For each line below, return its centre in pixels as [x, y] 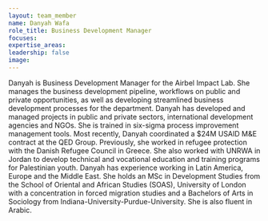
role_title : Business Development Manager [80, 30]
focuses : [23, 38]
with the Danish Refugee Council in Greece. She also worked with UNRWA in [134, 150]
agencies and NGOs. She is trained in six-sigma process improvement [124, 125]
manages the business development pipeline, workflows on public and [124, 91]
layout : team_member [43, 16]
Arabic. [20, 210]
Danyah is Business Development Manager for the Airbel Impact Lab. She [129, 83]
